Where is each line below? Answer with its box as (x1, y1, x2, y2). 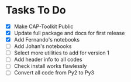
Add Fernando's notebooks (13, 36, 80, 43)
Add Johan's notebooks (13, 43, 72, 50)
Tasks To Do (5, 4, 66, 17)
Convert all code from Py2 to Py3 (13, 69, 95, 76)
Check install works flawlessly (13, 63, 87, 70)
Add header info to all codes (13, 56, 82, 63)
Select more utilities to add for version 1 (13, 49, 109, 56)
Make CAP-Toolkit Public (13, 23, 74, 30)
